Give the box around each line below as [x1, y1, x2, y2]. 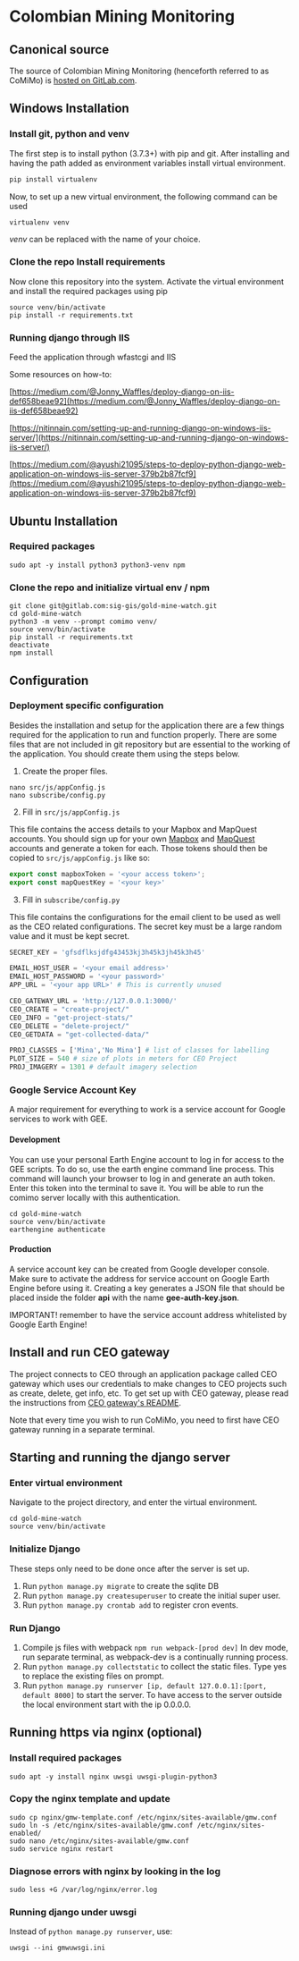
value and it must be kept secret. [9, 930, 130, 941]
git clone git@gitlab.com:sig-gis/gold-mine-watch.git [9, 602, 218, 611]
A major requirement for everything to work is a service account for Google [9, 1104, 286, 1115]
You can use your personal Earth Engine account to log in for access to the [9, 1154, 285, 1164]
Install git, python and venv [9, 128, 130, 140]
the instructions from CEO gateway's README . [9, 1397, 181, 1407]
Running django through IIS [9, 331, 130, 343]
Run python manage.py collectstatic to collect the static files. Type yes [21, 1661, 287, 1671]
